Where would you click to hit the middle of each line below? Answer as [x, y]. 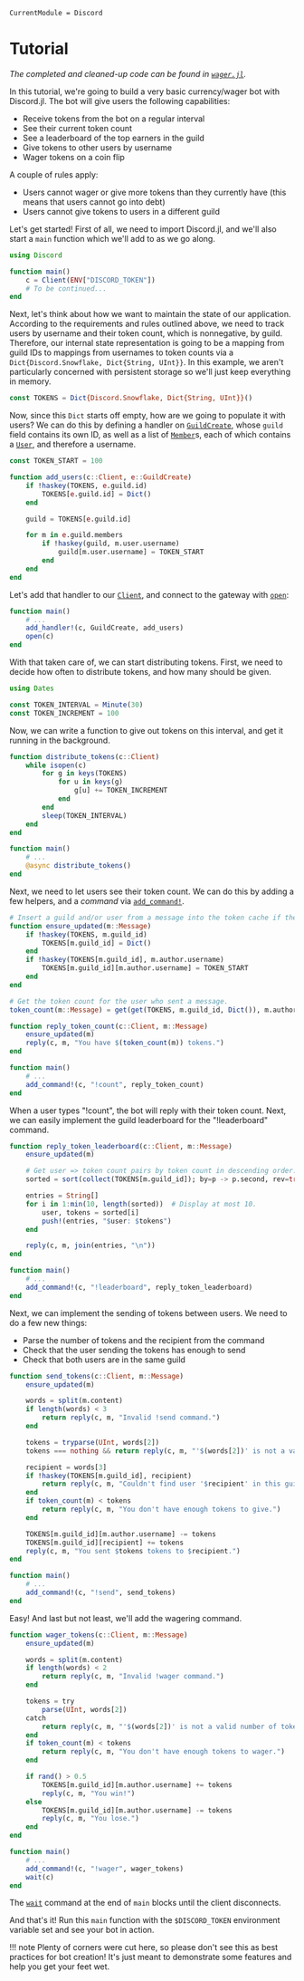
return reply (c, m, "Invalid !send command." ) [131, 1418]
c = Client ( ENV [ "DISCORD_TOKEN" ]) [90, 280]
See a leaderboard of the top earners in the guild [114, 138]
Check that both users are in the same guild [104, 1360]
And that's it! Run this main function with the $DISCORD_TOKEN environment [145, 1920]
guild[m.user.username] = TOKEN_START [131, 553]
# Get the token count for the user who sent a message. [119, 1001]
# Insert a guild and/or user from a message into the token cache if [145, 918]
